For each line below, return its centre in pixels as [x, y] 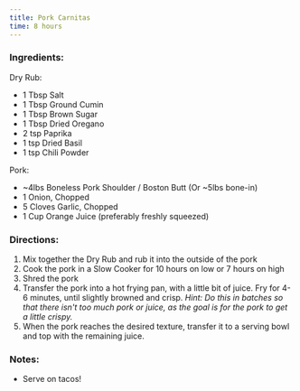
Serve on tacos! [52, 379]
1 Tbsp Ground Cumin [63, 104]
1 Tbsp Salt [43, 95]
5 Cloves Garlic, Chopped [70, 206]
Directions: [34, 239]
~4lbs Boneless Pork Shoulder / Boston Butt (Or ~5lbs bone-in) [140, 187]
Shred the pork [50, 279]
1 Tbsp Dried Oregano [63, 124]
